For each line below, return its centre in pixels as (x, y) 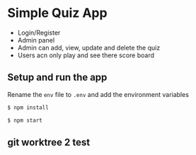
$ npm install (28, 108)
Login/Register (39, 33)
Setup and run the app (57, 77)
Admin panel (36, 40)
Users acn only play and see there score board (86, 55)
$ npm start (25, 120)
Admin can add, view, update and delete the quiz (89, 47)
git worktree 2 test (49, 142)
